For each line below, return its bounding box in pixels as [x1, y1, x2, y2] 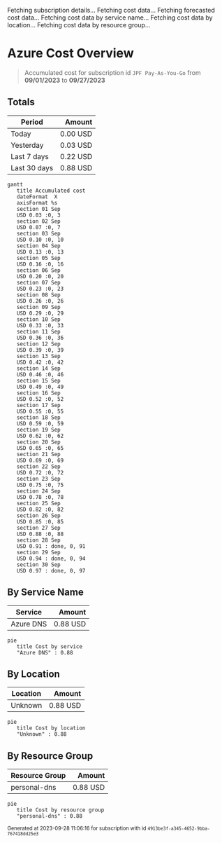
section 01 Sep [16, 205, 61, 212]
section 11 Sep [16, 328, 61, 335]
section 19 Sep [16, 426, 61, 433]
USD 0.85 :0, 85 [16, 518, 64, 525]
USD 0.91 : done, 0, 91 [16, 542, 86, 549]
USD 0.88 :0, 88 [16, 530, 64, 537]
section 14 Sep [16, 364, 61, 372]
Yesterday [10, 140, 44, 150]
